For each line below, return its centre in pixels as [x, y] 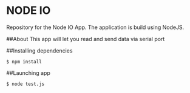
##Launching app [28, 72]
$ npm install [24, 62]
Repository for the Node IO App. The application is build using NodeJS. [95, 27]
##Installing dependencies [39, 50]
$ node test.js [25, 84]
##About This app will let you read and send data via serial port [86, 39]
